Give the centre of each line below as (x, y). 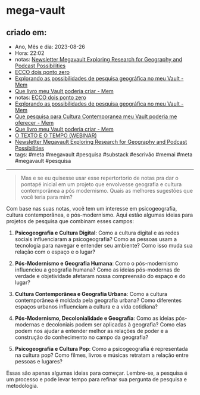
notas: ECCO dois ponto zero (50, 97)
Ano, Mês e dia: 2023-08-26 (50, 47)
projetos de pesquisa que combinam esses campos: (70, 221)
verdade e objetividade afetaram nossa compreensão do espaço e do (100, 276)
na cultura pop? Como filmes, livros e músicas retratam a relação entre (101, 355)
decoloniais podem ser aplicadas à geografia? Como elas (116, 325)
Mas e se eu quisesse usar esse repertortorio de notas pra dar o (99, 178)
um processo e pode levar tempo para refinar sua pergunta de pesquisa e (97, 379)
